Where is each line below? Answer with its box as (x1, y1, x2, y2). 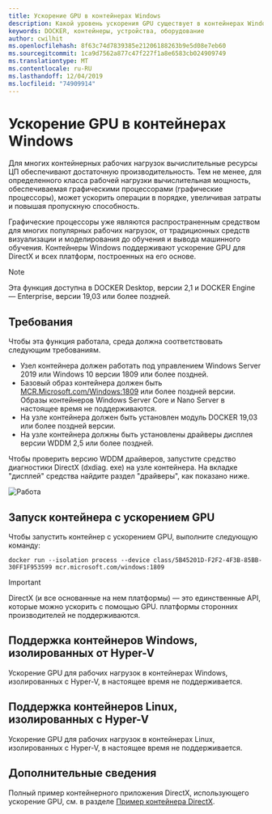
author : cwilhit (8, 34, 63, 43)
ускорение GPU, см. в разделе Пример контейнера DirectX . (8, 796, 215, 806)
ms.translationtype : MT (8, 58, 89, 66)
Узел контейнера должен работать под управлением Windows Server (19, 361, 261, 371)
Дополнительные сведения (8, 766, 157, 780)
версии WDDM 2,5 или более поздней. (19, 438, 154, 448)
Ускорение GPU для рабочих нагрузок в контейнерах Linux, (8, 734, 215, 744)
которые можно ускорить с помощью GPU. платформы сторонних (8, 602, 239, 612)
